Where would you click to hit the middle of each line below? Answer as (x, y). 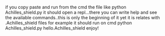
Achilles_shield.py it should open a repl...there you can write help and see (81, 12)
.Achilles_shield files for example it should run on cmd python (68, 23)
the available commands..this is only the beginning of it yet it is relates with (83, 18)
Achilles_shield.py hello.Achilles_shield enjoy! (52, 28)
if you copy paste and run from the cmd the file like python (66, 7)
